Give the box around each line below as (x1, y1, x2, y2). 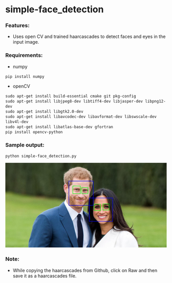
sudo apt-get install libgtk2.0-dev (5, 109, 83, 114)
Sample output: (5, 141, 45, 148)
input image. (12, 39, 39, 45)
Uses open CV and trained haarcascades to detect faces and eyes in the (12, 33, 166, 39)
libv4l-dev (5, 119, 29, 124)
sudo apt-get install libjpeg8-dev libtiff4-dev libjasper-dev (5, 98, 143, 104)
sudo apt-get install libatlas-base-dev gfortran (5, 124, 114, 129)
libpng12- (145, 98, 166, 104)
